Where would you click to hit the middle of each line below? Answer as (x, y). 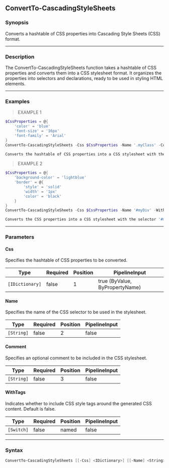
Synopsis (17, 23)
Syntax (14, 450)
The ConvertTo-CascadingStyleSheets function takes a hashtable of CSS (81, 67)
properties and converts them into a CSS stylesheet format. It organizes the (83, 73)
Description (20, 56)
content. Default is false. (31, 409)
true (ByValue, (115, 281)
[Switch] (18, 430)
